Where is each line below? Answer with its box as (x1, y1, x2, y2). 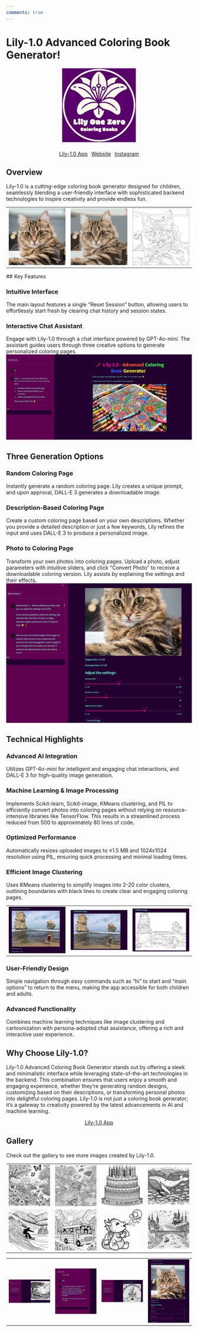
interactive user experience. (6, 1031, 74, 1038)
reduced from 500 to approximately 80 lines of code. (6, 819, 135, 826)
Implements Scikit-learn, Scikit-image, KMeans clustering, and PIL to (6, 800, 173, 807)
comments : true (6, 9, 44, 15)
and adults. (6, 990, 34, 997)
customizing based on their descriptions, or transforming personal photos (6, 1089, 186, 1096)
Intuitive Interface (6, 287, 59, 295)
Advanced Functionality (6, 1005, 77, 1013)
